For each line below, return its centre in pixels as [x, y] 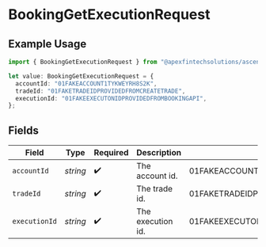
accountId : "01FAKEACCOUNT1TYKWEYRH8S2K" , [86, 84]
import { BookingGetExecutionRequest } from [83, 62]
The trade [154, 189]
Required [111, 153]
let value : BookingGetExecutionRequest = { [81, 76]
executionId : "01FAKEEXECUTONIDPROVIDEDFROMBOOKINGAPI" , [111, 98]
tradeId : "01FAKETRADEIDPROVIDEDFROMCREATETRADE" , [101, 91]
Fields [24, 130]
